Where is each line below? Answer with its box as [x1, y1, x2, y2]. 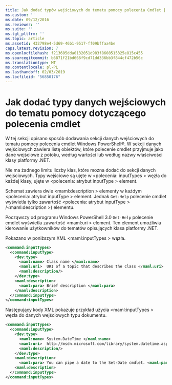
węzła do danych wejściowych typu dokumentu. [5, 312, 107, 318]
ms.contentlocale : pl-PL [5, 65, 58, 70]
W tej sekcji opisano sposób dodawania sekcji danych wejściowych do [5, 135, 155, 141]
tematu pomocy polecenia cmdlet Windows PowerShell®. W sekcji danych [5, 141, 162, 147]
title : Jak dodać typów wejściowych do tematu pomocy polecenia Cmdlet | [5, 7, 166, 13]
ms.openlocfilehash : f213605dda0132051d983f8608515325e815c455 [5, 50, 143, 55]
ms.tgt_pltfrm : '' [5, 31, 45, 36]
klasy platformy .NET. [5, 157, 51, 163]
